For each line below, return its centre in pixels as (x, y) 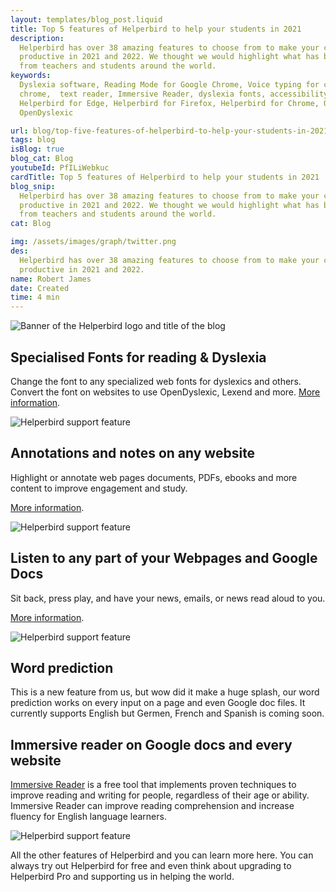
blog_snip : (33, 186)
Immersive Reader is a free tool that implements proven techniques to (153, 785)
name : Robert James (51, 279)
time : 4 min (35, 297)
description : (37, 38)
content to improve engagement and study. (99, 488)
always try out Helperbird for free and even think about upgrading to (151, 866)
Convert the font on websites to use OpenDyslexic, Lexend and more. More (165, 392)
